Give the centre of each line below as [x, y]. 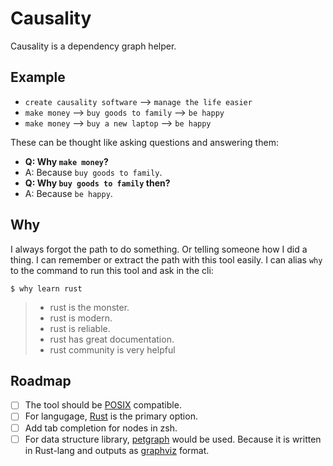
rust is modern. [81, 318]
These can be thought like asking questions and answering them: [144, 142]
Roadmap [41, 380]
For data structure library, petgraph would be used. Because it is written [173, 439]
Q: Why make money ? [66, 161]
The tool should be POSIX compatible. [103, 405]
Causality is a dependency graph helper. [93, 46]
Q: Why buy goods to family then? [97, 183]
